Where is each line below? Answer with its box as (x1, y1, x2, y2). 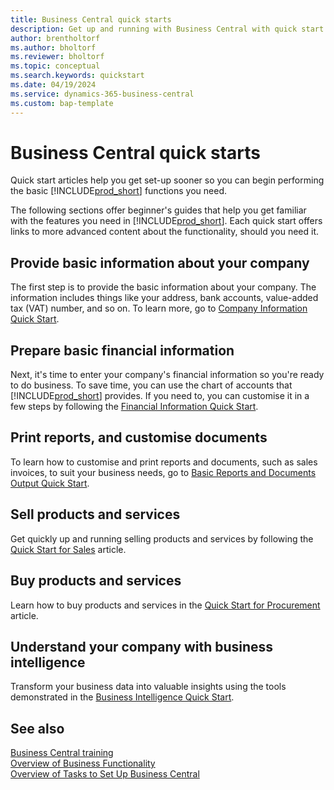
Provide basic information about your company (10, 254, 310, 271)
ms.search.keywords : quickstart (10, 71, 145, 81)
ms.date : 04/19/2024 (10, 80, 97, 90)
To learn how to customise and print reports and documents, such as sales (10, 456, 318, 468)
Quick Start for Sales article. (10, 543, 127, 555)
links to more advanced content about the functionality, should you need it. (10, 226, 320, 238)
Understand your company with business (10, 638, 274, 655)
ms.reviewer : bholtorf (10, 52, 105, 62)
